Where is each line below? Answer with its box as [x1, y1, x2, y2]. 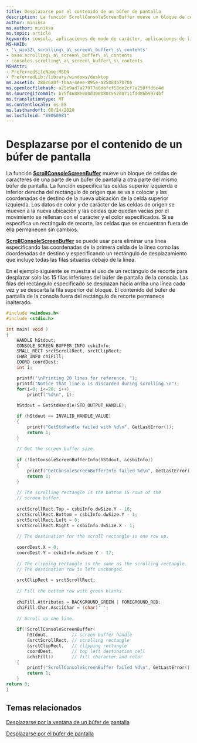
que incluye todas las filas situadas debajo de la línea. [6, 256, 136, 264]
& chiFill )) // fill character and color [27, 654, 143, 659]
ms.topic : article [6, 31, 51, 36]
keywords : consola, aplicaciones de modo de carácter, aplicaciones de [6, 36, 185, 42]
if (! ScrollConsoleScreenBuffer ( [16, 627, 96, 632]
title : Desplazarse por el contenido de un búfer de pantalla [6, 8, 161, 15]
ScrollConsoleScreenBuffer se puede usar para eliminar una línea [6, 238, 167, 245]
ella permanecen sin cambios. [6, 226, 79, 233]
